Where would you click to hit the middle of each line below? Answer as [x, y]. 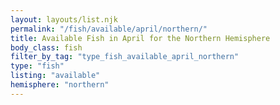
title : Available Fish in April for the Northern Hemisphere [140, 38]
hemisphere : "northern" [60, 85]
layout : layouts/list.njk [64, 19]
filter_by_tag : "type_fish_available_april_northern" [125, 57]
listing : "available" [55, 76]
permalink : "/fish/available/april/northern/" [109, 29]
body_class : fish [46, 47]
